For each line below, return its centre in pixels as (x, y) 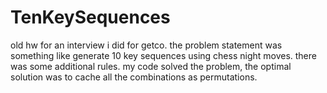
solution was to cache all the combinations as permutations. (134, 77)
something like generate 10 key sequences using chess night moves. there (163, 55)
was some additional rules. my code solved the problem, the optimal (151, 66)
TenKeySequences (90, 17)
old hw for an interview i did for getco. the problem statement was (146, 45)
